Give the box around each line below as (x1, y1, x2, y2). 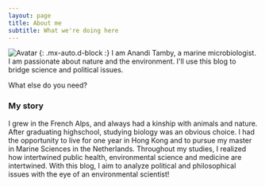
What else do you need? (8, 80, 87, 90)
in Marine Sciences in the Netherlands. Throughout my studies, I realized (8, 144, 247, 154)
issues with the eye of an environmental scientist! (8, 169, 170, 179)
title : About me (8, 19, 62, 27)
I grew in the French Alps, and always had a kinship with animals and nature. (8, 119, 258, 128)
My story (8, 100, 44, 111)
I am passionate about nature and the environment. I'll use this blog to (8, 56, 236, 66)
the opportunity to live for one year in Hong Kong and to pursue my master (8, 135, 252, 145)
